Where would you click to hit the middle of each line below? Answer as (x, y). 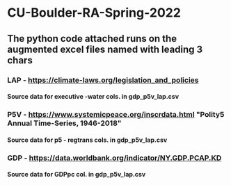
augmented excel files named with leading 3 (105, 49)
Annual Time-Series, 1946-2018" (64, 123)
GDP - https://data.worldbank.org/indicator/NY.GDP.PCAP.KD (114, 158)
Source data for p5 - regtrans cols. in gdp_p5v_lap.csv (87, 140)
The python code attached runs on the (92, 39)
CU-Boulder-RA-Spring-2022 (94, 13)
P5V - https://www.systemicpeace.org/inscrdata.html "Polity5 (116, 115)
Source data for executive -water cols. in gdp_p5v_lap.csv (93, 97)
